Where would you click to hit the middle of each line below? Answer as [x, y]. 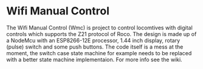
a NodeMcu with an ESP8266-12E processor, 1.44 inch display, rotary [93, 40]
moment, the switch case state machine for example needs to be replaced [99, 53]
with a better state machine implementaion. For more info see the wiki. [94, 59]
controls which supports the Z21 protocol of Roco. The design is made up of [101, 34]
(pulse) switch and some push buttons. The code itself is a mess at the [95, 47]
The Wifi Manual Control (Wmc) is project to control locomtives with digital [99, 28]
